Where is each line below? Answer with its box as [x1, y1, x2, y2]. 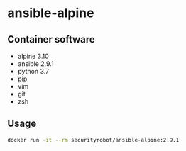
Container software [7, 33, 96, 45]
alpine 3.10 [17, 52, 50, 60]
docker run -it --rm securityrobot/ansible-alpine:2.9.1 [7, 136, 180, 143]
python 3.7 [17, 67, 50, 75]
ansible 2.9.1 [17, 60, 55, 68]
